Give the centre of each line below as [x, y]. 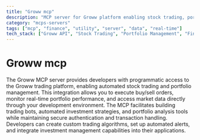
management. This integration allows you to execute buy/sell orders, [90, 92]
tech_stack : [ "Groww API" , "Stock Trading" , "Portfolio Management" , [94, 34]
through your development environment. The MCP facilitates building [91, 105]
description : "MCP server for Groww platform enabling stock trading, [96, 17]
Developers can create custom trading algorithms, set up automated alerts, [98, 124]
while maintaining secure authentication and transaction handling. [87, 118]
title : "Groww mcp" [30, 12]
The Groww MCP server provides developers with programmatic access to [98, 80]
